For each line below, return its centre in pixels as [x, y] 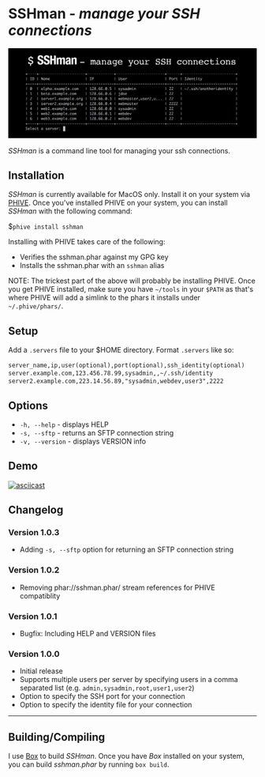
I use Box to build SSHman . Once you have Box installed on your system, [127, 756]
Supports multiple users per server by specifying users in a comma [129, 680]
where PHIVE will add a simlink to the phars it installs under [105, 298]
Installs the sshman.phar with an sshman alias [92, 266]
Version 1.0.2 [34, 570]
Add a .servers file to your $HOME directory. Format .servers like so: [121, 350]
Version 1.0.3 [34, 533]
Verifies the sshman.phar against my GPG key [94, 257]
